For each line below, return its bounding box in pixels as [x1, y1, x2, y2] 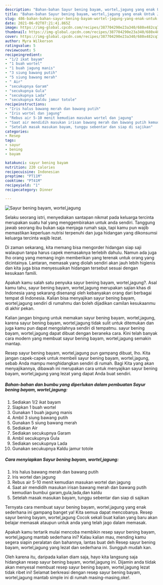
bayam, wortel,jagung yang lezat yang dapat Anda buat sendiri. [5, 370, 132, 376]
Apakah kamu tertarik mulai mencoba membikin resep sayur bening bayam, [5, 529, 156, 535]
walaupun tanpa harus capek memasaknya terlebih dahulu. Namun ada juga [5, 250, 157, 255]
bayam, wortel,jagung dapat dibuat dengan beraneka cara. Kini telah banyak [5, 330, 158, 336]
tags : [5, 138, 16, 143]
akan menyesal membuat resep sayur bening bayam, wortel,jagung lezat [5, 564, 150, 570]
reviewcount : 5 [5, 48, 36, 52]
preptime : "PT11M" [5, 174, 42, 179]
